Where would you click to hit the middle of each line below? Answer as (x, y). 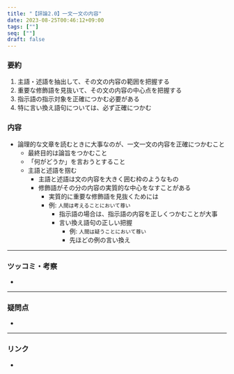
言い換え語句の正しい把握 (95, 222)
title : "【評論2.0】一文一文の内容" (55, 14)
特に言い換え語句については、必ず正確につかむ (84, 108)
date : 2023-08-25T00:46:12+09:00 (56, 20)
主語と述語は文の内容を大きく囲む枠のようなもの (108, 179)
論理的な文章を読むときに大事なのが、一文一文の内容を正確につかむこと (121, 144)
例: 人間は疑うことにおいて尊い (108, 231)
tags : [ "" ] (23, 26)
